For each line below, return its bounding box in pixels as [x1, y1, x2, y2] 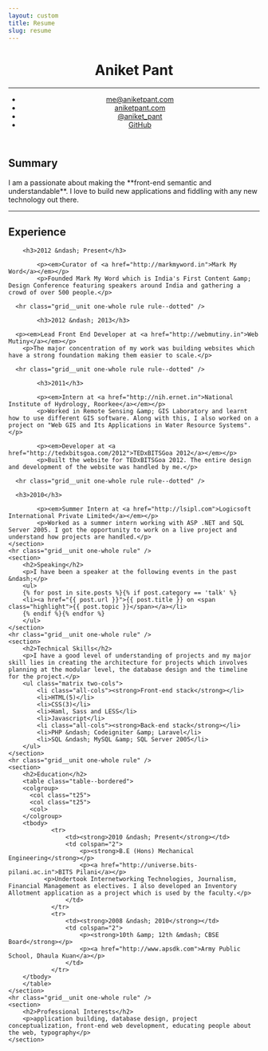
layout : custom [8, 11, 59, 20]
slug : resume [8, 26, 52, 34]
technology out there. [8, 195, 80, 204]
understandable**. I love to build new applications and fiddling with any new [8, 186, 258, 196]
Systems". [219, 421, 251, 429]
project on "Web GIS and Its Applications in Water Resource [8, 421, 216, 429]
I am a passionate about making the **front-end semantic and [8, 177, 212, 188]
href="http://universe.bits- [100, 861, 198, 869]
